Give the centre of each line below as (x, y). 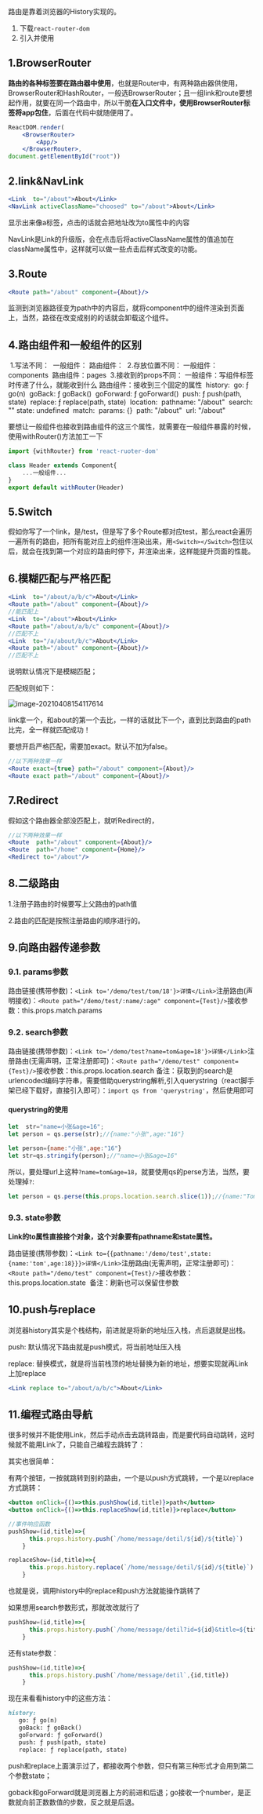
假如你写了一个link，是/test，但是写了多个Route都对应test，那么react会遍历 (130, 531)
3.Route (28, 274)
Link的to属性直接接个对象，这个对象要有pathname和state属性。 (112, 1236)
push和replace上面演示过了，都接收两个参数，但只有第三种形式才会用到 (124, 1765)
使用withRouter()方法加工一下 (56, 436)
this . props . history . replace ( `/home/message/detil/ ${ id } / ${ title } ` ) (141, 1568)
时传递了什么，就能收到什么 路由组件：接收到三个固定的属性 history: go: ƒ (128, 385)
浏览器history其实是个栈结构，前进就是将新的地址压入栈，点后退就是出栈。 (129, 1330)
